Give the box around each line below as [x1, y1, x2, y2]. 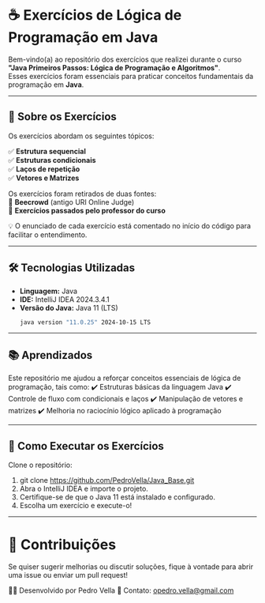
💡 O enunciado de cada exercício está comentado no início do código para [8, 220, 251, 230]
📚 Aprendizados [8, 349, 93, 362]
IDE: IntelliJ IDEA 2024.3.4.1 [19, 294, 110, 304]
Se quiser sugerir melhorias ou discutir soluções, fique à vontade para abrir [8, 562, 254, 571]
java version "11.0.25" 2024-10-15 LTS [19, 318, 151, 326]
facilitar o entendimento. [8, 230, 88, 239]
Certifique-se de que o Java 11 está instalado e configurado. [19, 492, 215, 502]
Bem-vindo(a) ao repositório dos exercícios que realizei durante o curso [8, 55, 242, 64]
